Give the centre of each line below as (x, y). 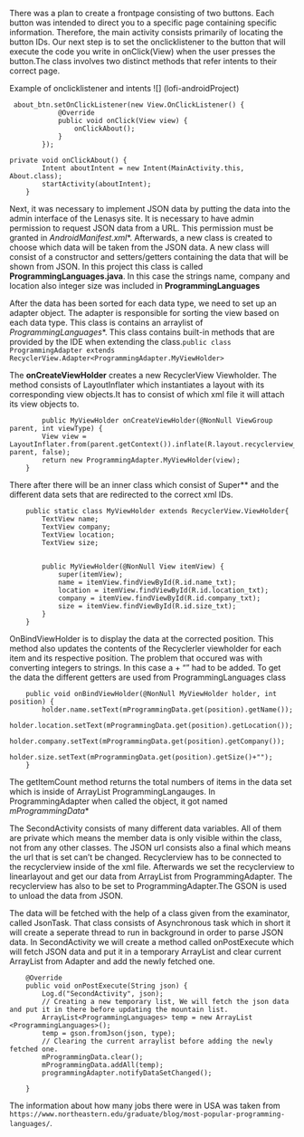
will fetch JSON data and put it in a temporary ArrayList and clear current (146, 951)
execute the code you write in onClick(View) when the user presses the (142, 52)
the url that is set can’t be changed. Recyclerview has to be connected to (146, 857)
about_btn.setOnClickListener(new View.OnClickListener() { (129, 105)
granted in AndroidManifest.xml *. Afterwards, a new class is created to (141, 238)
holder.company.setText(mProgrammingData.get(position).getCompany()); (147, 741)
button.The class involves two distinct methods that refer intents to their (143, 61)
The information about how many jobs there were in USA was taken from (145, 1105)
